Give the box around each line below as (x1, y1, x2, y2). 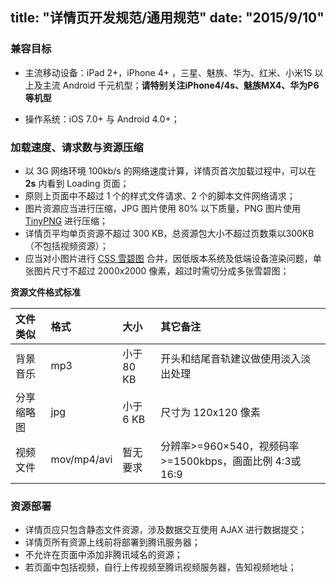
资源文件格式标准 (10, 286, 81, 298)
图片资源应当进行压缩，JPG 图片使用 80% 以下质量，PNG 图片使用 (24, 202, 302, 214)
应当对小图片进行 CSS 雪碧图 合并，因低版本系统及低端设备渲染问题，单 (24, 252, 322, 264)
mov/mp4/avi (50, 452, 113, 466)
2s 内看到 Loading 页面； (24, 177, 130, 189)
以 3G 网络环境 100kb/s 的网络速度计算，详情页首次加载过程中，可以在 (24, 164, 317, 177)
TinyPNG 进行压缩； (24, 214, 109, 227)
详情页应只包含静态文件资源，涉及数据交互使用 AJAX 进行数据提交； (24, 524, 308, 536)
